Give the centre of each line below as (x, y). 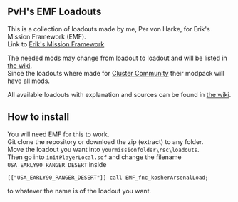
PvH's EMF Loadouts (55, 12)
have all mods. (29, 81)
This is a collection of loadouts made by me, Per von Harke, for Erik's (109, 29)
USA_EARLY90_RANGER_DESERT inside (57, 164)
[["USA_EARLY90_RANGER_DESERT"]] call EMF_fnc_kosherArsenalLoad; (108, 178)
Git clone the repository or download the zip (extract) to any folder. (105, 141)
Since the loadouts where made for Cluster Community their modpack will (116, 73)
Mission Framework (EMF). (47, 36)
